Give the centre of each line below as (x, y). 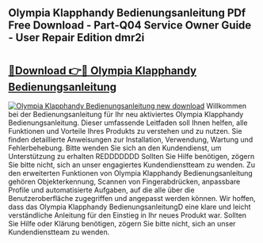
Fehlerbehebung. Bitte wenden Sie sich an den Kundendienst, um (115, 148)
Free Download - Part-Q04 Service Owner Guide (130, 26)
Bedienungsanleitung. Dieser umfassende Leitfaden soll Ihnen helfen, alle (128, 123)
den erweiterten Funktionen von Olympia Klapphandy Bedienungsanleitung (131, 173)
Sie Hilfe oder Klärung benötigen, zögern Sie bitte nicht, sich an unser (122, 224)
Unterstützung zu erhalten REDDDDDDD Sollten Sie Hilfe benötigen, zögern (131, 156)
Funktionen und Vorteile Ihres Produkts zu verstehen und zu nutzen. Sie (125, 131)
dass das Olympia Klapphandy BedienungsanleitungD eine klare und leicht (130, 207)
